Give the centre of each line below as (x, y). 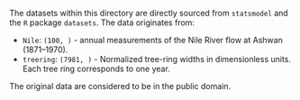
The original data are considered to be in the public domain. (120, 86)
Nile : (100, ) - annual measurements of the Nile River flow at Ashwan (153, 40)
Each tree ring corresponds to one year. (96, 68)
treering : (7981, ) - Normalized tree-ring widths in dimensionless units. (156, 59)
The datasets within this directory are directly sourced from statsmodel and (149, 13)
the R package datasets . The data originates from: (102, 23)
